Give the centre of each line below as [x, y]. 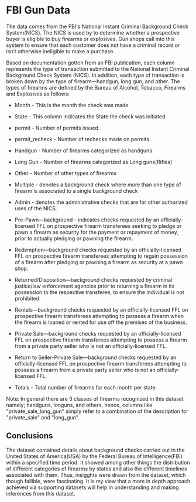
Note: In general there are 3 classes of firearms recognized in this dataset [95, 398]
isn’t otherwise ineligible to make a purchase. [61, 51]
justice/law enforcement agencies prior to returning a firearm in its [94, 286]
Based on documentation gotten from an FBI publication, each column [90, 63]
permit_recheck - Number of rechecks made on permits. [82, 139]
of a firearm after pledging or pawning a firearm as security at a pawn [99, 262]
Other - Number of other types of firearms [66, 173]
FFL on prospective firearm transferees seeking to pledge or [109, 226]
